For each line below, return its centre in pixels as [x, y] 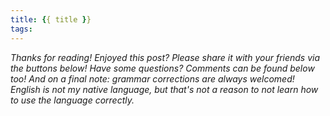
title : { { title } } [51, 19]
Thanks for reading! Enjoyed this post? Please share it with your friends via [165, 57]
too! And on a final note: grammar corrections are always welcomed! [152, 78]
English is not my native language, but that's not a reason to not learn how [164, 89]
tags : [21, 29]
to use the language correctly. [72, 100]
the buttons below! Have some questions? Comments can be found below [162, 68]
